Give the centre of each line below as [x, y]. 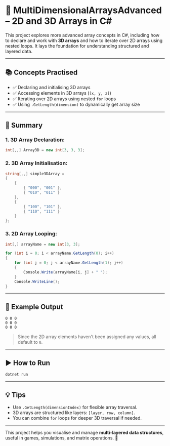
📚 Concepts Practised [41, 73]
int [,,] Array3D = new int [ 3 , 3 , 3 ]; [45, 150]
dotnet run [17, 375]
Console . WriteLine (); [37, 281]
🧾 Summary [24, 125]
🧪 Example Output [34, 307]
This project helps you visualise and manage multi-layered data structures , [84, 432]
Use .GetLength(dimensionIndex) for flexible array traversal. [75, 407]
